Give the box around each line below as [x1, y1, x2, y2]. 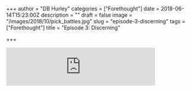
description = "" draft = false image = [40, 11, 133, 19]
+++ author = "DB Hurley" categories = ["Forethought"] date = [6, 5, 159, 12]
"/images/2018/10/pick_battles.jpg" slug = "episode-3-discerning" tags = [6, 18, 186, 24]
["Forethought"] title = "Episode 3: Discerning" [6, 24, 121, 31]
